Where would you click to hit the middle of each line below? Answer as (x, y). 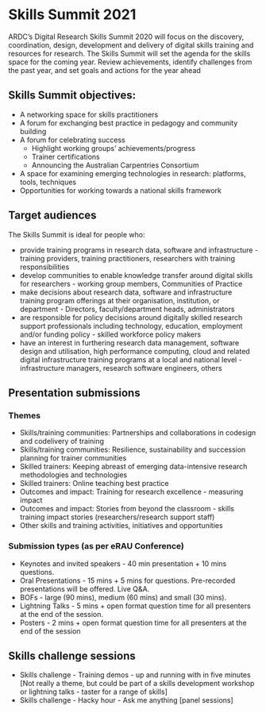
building (33, 131)
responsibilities (44, 267)
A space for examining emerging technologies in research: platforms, (133, 173)
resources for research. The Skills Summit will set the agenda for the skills (129, 53)
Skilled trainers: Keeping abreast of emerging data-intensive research (133, 467)
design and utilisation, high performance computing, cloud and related (135, 351)
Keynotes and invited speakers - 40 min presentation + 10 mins (123, 563)
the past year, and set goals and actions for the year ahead (104, 70)
